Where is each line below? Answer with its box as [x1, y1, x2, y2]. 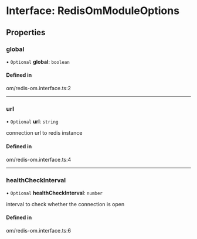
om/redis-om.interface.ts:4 [6, 156, 72, 163]
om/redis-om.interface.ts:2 [6, 85, 72, 92]
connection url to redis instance [6, 129, 83, 136]
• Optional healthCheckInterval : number [6, 189, 103, 196]
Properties [6, 28, 46, 37]
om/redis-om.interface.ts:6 [6, 227, 72, 234]
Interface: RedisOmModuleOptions [6, 4, 180, 18]
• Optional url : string [6, 118, 59, 125]
